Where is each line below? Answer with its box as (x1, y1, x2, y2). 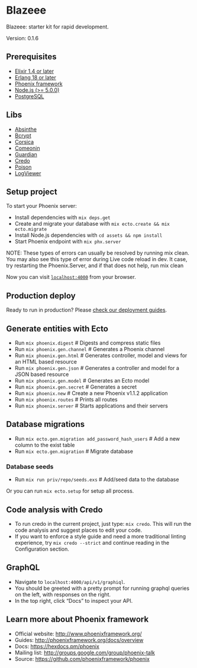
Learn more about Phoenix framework (6, 614, 149, 625)
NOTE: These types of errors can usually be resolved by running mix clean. (6, 249, 189, 256)
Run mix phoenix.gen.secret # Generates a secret (14, 383, 137, 390)
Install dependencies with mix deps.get (14, 214, 111, 221)
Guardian (14, 150, 37, 158)
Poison (14, 163, 32, 171)
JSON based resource (14, 371, 69, 378)
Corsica (14, 138, 34, 145)
